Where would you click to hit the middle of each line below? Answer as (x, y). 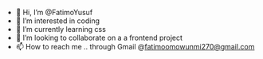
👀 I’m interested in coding (58, 21)
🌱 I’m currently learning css (61, 29)
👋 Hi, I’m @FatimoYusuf (54, 12)
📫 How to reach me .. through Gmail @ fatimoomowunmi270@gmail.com (135, 47)
